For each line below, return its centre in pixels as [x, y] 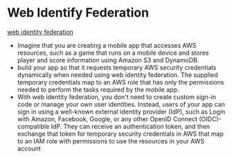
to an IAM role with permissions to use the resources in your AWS [111, 141]
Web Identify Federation [78, 13]
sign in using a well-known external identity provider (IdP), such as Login [121, 112]
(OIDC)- [210, 119]
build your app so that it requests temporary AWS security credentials [117, 67]
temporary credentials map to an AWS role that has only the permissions [121, 82]
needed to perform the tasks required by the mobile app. [98, 89]
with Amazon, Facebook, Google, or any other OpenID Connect [107, 119]
